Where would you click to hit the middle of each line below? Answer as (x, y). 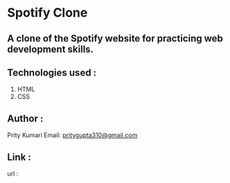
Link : (19, 157)
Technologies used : (52, 72)
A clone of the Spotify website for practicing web (115, 38)
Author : (25, 118)
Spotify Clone (47, 13)
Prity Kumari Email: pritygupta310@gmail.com (72, 135)
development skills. (51, 49)
